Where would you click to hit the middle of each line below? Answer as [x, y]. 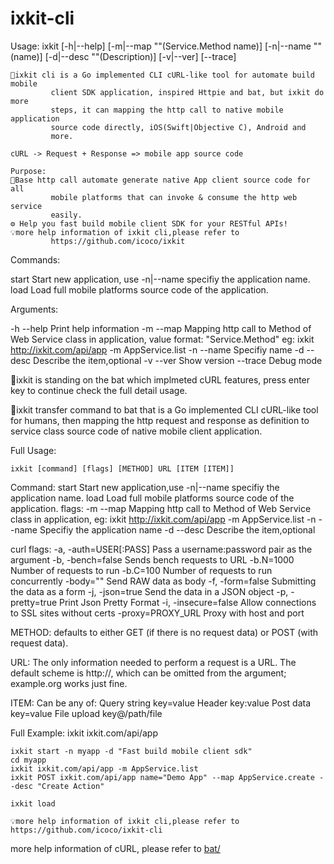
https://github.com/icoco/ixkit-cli [86, 830]
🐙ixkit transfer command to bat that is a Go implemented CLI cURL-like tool [164, 409]
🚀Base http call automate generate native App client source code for [160, 180]
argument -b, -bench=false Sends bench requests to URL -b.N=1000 [152, 559]
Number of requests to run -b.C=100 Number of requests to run [141, 570]
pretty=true [34, 602]
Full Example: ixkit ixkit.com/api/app [84, 733]
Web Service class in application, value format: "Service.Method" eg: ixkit [162, 339]
